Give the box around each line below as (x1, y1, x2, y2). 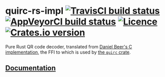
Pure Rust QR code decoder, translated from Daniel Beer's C (5, 43, 132, 49)
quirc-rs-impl (5, 5, 64, 17)
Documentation (5, 64, 56, 72)
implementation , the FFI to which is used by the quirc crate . (5, 49, 131, 55)
